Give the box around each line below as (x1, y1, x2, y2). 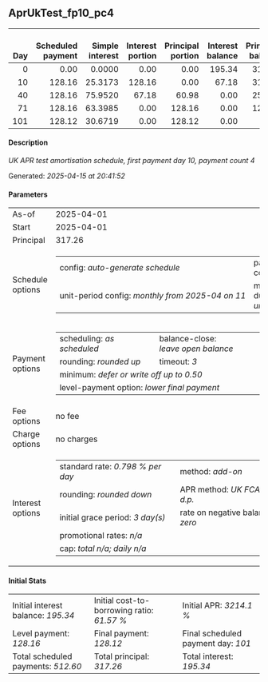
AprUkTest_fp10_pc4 (8, 6, 114, 20)
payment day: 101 (182, 638, 251, 649)
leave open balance (159, 343, 234, 354)
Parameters (8, 189, 48, 199)
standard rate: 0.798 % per (59, 461, 162, 473)
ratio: (134, 605, 154, 616)
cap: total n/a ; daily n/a (59, 543, 147, 554)
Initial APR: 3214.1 (182, 600, 253, 611)
